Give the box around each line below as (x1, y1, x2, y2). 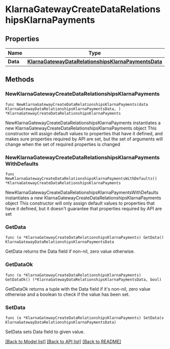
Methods (5, 75, 34, 84)
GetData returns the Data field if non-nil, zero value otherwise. (5, 248, 135, 254)
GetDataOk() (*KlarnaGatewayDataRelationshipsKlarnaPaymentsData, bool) (5, 277, 162, 282)
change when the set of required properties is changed (5, 141, 120, 147)
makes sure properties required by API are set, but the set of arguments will (5, 136, 163, 142)
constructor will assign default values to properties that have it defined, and (5, 130, 163, 136)
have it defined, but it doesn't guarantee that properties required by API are (5, 205, 162, 211)
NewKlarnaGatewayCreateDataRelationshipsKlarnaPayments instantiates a (5, 120, 161, 126)
